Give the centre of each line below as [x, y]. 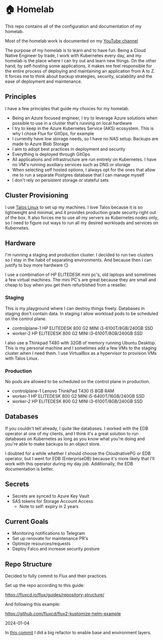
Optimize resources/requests [41, 543]
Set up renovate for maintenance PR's [50, 539]
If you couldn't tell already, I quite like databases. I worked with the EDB [77, 428]
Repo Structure [28, 564]
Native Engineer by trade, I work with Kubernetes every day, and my [73, 55]
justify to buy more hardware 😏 [37, 265]
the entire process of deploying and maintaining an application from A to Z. [80, 71]
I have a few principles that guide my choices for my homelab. [67, 108]
